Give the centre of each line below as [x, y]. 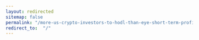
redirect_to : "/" [28, 28]
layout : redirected [30, 11]
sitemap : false [24, 17]
